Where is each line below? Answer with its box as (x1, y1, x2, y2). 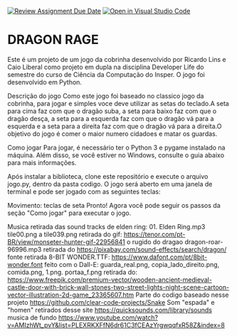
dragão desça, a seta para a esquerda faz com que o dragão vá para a (7, 114, 214, 122)
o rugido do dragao (127, 237, 184, 246)
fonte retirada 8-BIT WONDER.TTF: (7, 253, 110, 261)
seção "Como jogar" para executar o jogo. (7, 209, 132, 217)
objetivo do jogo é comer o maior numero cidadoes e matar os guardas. (7, 129, 218, 138)
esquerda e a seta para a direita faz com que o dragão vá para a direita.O (7, 122, 222, 130)
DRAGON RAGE (7, 32, 100, 48)
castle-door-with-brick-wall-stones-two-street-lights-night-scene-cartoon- (7, 283, 230, 291)
